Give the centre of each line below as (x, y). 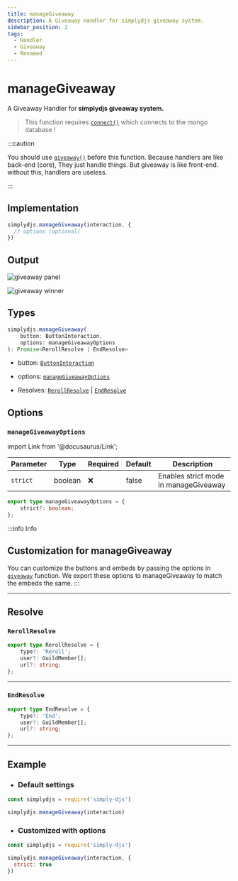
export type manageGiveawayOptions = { (66, 502)
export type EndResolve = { (49, 709)
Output (23, 260)
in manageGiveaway (192, 485)
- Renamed (28, 54)
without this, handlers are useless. (57, 172)
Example (27, 764)
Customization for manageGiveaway (90, 551)
